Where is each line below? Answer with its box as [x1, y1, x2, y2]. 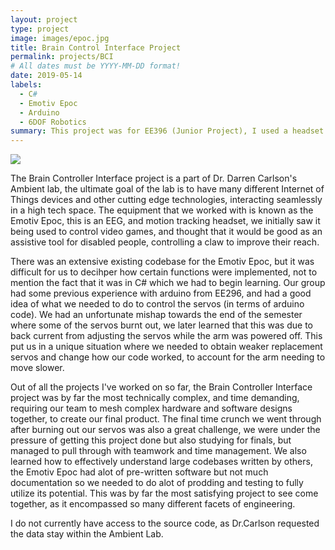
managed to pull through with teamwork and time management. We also [10, 445, 307, 457]
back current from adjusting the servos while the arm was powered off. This [10, 330, 323, 342]
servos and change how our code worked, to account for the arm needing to [10, 351, 326, 363]
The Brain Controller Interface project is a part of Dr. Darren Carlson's [10, 172, 298, 185]
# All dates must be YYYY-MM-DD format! [10, 61, 182, 71]
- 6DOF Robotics [19, 117, 87, 127]
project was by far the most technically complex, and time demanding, [10, 392, 300, 404]
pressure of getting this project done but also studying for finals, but [10, 434, 292, 446]
